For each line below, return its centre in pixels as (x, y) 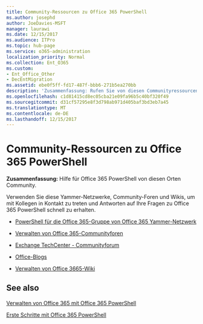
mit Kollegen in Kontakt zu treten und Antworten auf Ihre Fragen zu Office (98, 203)
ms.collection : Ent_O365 (37, 62)
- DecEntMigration (29, 79)
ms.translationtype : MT (36, 108)
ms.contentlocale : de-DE (37, 113)
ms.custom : (20, 68)
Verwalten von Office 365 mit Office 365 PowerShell (71, 303)
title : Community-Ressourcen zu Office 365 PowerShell (77, 12)
